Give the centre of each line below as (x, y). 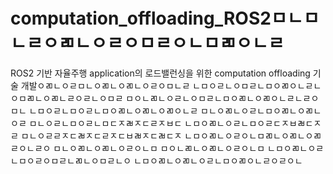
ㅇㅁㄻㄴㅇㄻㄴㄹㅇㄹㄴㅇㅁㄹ (67, 98)
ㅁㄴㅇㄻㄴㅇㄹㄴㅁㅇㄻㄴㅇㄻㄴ (261, 110)
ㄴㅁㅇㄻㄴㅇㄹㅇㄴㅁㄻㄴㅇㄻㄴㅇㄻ (253, 135)
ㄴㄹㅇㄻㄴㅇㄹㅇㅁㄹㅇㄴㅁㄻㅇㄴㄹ (147, 43)
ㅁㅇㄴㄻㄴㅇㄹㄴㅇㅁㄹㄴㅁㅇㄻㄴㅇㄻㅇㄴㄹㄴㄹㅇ (222, 98)
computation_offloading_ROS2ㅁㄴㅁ (165, 18)
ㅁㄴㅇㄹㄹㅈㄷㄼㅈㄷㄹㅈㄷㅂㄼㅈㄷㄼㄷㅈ (101, 135)
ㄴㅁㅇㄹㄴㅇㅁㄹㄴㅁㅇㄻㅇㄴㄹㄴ (257, 85)
